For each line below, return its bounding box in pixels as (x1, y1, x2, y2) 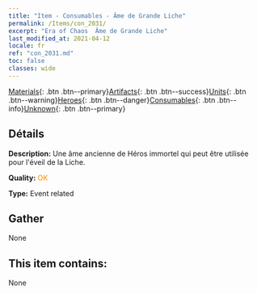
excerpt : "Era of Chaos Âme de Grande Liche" (8, 27, 168, 35)
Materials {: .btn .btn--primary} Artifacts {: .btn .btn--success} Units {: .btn (8, 86, 246, 96)
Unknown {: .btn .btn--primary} (23, 103, 126, 113)
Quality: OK (8, 173, 48, 183)
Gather (8, 212, 44, 225)
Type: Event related (8, 188, 74, 198)
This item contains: (8, 256, 107, 271)
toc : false (8, 57, 45, 65)
